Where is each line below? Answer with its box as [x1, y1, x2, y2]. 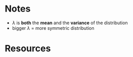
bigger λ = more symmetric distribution [12, 25, 94, 31]
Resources [5, 43, 51, 54]
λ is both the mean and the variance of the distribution [12, 20, 128, 26]
